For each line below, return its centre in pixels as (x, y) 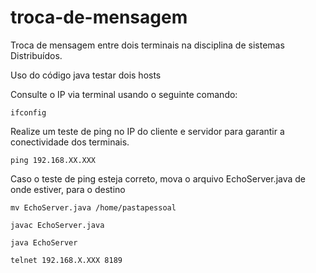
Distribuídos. (36, 55)
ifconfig (28, 112)
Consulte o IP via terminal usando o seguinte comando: (124, 94)
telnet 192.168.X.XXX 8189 (66, 260)
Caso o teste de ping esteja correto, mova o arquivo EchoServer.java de (158, 178)
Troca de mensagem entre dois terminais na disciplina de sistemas (147, 45)
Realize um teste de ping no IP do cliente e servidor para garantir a (147, 131)
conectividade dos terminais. (70, 142)
